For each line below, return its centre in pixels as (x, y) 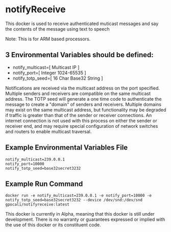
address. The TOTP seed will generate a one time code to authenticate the (83, 99)
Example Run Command (44, 184)
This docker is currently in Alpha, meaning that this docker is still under (80, 214)
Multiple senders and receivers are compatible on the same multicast (78, 94)
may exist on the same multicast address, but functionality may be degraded (86, 110)
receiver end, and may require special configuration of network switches (82, 126)
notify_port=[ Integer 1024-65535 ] (49, 73)
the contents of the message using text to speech (57, 29)
